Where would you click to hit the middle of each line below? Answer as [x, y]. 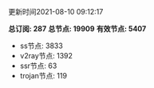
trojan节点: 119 [43, 76]
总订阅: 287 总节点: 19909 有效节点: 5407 [77, 29]
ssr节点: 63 [38, 66]
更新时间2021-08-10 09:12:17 [56, 12]
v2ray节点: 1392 [46, 56]
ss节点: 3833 [41, 46]
